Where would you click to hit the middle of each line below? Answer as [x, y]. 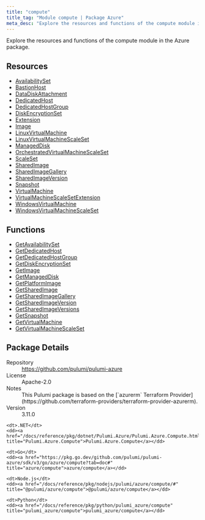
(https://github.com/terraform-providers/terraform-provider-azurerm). [110, 401]
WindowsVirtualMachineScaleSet [57, 210]
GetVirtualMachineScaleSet [50, 329]
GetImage [27, 270]
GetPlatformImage [38, 283]
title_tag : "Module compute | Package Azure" [65, 18]
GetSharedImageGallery [45, 296]
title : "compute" [28, 12]
